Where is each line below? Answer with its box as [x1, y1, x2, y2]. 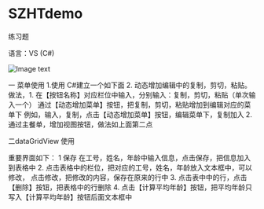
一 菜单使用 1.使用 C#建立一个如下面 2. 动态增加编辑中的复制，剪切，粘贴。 [8, 80, 252, 90]
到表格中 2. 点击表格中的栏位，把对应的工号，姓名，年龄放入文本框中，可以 [8, 163, 253, 172]
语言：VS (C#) [8, 48, 55, 57]
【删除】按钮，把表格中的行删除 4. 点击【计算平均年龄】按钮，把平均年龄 [8, 182, 246, 192]
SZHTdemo [8, 5, 83, 23]
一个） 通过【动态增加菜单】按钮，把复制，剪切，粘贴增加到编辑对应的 [14, 100, 244, 109]
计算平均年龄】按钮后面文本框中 [28, 192, 132, 201]
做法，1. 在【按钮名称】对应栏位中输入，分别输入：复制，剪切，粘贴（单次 [8, 90, 249, 99]
